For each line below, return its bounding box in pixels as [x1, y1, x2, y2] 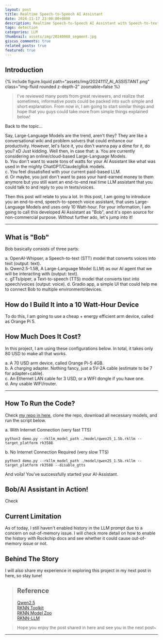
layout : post [5, 7, 32, 12]
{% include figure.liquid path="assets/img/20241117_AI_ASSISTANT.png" [5, 79, 150, 85]
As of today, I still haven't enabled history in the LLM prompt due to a [5, 525, 143, 531]
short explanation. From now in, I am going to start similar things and [16, 104, 154, 109]
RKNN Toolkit [16, 605, 44, 610]
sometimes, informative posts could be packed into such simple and [16, 98, 153, 104]
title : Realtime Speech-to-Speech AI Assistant [5, 12, 103, 17]
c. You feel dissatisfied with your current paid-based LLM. [5, 169, 121, 175]
